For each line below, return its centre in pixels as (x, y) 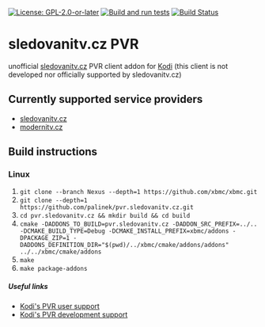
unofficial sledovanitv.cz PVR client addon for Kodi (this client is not (118, 66)
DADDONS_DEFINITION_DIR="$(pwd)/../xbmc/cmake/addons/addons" (124, 245)
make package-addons (53, 269)
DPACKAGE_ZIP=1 (45, 238)
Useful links (28, 287)
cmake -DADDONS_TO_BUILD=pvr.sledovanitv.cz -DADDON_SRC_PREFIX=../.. (138, 224)
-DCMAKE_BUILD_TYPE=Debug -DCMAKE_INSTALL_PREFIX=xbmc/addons (124, 231)
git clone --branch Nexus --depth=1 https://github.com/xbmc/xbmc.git (138, 192)
